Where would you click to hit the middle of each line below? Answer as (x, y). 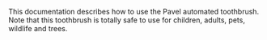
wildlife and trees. (38, 28)
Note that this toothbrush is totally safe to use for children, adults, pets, (127, 20)
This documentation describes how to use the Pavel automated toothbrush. (134, 12)
